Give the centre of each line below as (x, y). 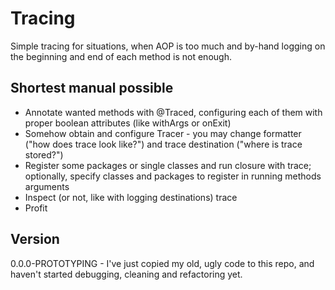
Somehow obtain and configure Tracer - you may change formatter (163, 133)
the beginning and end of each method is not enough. (121, 56)
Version (35, 239)
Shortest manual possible (92, 88)
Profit (36, 208)
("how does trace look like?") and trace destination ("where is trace (163, 144)
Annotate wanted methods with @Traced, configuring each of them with (173, 112)
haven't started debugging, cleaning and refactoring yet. (126, 274)
